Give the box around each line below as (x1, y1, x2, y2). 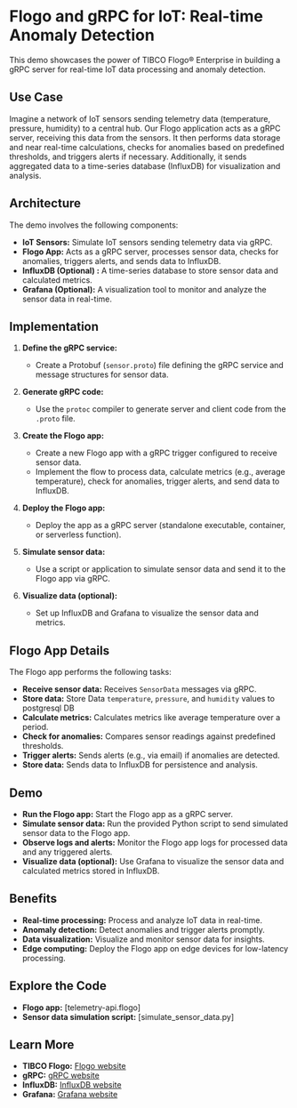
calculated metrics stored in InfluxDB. (21, 865, 160, 876)
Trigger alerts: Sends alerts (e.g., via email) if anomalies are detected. (21, 750, 280, 761)
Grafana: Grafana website (21, 1089, 118, 1100)
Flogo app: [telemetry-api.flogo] (21, 1002, 140, 1013)
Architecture (9, 196, 82, 211)
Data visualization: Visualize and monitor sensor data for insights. (21, 934, 265, 944)
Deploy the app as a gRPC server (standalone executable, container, (35, 520, 286, 531)
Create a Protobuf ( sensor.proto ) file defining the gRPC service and (35, 360, 285, 371)
